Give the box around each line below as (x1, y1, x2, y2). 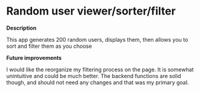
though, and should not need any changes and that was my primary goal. (6, 79, 189, 86)
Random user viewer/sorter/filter (6, 4, 176, 18)
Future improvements (6, 54, 62, 61)
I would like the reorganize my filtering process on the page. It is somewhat (6, 65, 194, 73)
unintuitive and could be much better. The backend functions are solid (6, 72, 182, 79)
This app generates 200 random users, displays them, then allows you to (6, 36, 188, 43)
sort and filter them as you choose (6, 42, 92, 50)
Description (6, 24, 37, 31)
